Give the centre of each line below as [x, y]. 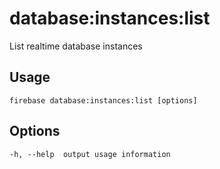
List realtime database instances [76, 46]
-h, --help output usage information [90, 154]
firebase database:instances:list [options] [103, 100]
